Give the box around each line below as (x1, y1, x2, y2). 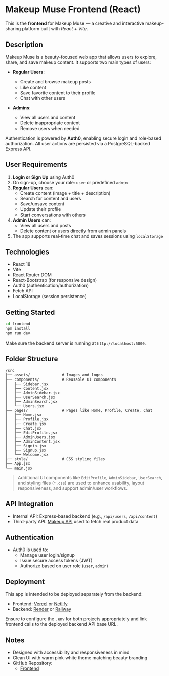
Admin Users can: (12, 217, 51, 223)
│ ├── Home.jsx (5, 412, 42, 417)
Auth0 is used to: (12, 546, 49, 553)
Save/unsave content (20, 201, 65, 207)
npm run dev (5, 330, 30, 336)
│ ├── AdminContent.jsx (5, 439, 60, 444)
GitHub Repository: (12, 660, 53, 666)
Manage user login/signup (20, 552, 75, 558)
